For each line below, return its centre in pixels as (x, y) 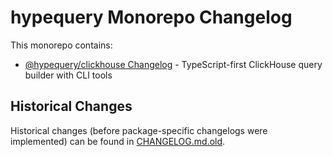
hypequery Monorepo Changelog (151, 17)
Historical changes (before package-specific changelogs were (139, 130)
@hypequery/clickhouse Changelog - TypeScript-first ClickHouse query (173, 64)
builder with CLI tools (68, 75)
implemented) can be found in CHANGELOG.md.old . (118, 141)
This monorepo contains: (61, 45)
